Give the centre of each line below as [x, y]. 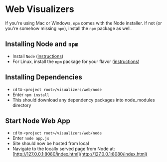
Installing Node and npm [42, 44]
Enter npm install [31, 94]
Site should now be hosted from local [51, 143]
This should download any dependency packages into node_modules [84, 100]
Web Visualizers [40, 9]
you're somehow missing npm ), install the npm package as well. [69, 28]
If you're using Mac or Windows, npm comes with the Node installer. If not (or [83, 23]
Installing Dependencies [44, 77]
